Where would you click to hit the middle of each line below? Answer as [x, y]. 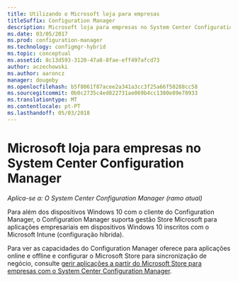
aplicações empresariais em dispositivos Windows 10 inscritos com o [108, 227]
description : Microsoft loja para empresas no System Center [100, 27]
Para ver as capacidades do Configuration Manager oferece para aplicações [119, 248]
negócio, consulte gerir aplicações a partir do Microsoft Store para [104, 263]
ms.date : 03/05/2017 [38, 34]
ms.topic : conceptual [39, 54]
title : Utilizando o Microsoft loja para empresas [84, 14]
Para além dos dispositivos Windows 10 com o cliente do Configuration [111, 212]
